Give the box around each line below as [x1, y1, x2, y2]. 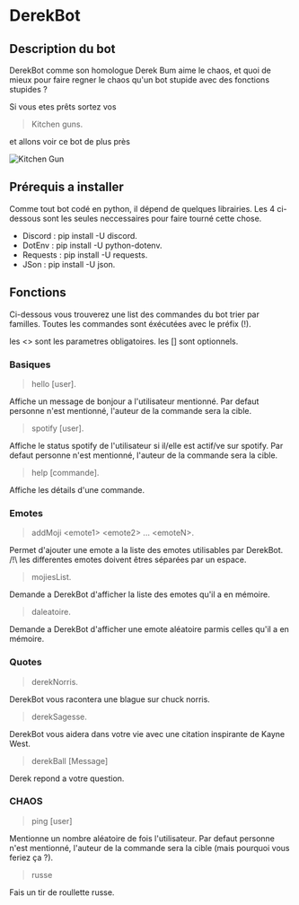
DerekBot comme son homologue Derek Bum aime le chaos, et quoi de [9, 65, 272, 75]
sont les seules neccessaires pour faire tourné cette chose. [42, 213, 262, 224]
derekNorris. [31, 676, 79, 687]
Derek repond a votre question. [9, 773, 125, 784]
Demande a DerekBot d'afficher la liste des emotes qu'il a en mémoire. [9, 589, 271, 600]
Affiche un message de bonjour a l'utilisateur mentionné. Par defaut [9, 396, 259, 407]
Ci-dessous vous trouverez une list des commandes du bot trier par [9, 309, 260, 320]
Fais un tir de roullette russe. [9, 886, 115, 898]
